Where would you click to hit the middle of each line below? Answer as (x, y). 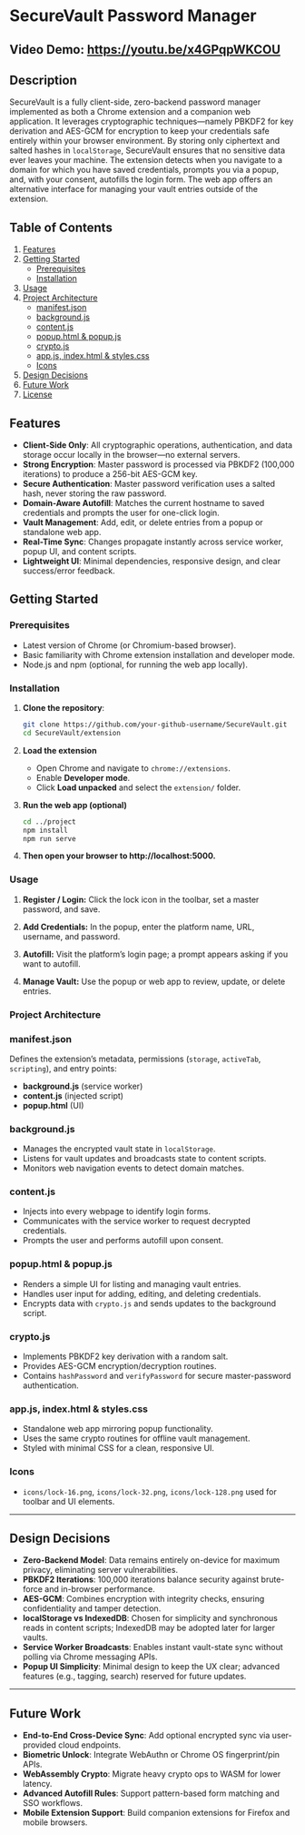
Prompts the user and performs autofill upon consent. (123, 1241)
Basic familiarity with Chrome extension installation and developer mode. (158, 654)
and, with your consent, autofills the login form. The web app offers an (141, 179)
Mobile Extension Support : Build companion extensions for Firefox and (156, 1813)
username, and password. (71, 936)
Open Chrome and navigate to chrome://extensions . (133, 768)
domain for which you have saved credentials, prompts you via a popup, (144, 170)
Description (43, 80)
